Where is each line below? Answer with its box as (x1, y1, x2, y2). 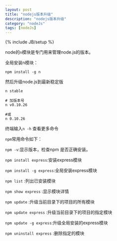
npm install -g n (5, 69, 41, 74)
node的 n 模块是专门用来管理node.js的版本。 (5, 49, 93, 55)
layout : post (5, 7, 32, 12)
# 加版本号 (5, 98, 25, 103)
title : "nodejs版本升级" (5, 12, 53, 17)
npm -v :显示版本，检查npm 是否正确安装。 (5, 146, 91, 153)
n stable (5, 89, 23, 94)
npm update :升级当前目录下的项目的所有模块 (5, 199, 95, 205)
